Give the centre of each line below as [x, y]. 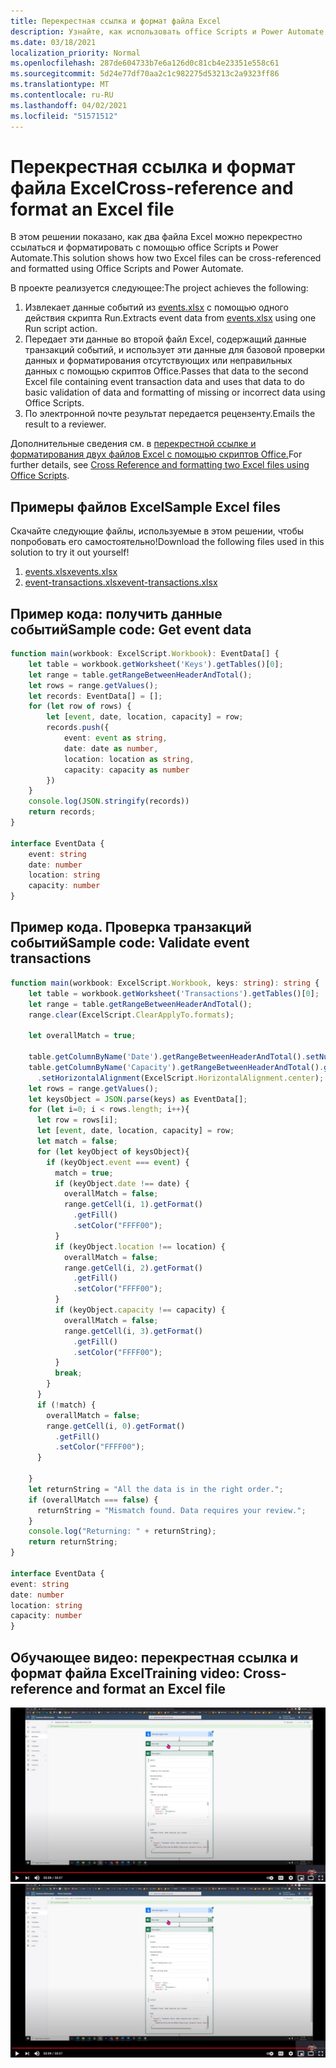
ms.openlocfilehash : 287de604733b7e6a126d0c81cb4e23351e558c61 [145, 63]
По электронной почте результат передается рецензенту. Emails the [170, 414]
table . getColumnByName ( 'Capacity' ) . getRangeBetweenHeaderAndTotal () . [176, 1067]
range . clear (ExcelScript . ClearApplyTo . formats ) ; [131, 1015]
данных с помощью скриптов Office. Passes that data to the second [166, 371]
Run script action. [61, 329]
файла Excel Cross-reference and [152, 187]
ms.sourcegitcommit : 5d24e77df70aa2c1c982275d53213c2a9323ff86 [145, 74]
